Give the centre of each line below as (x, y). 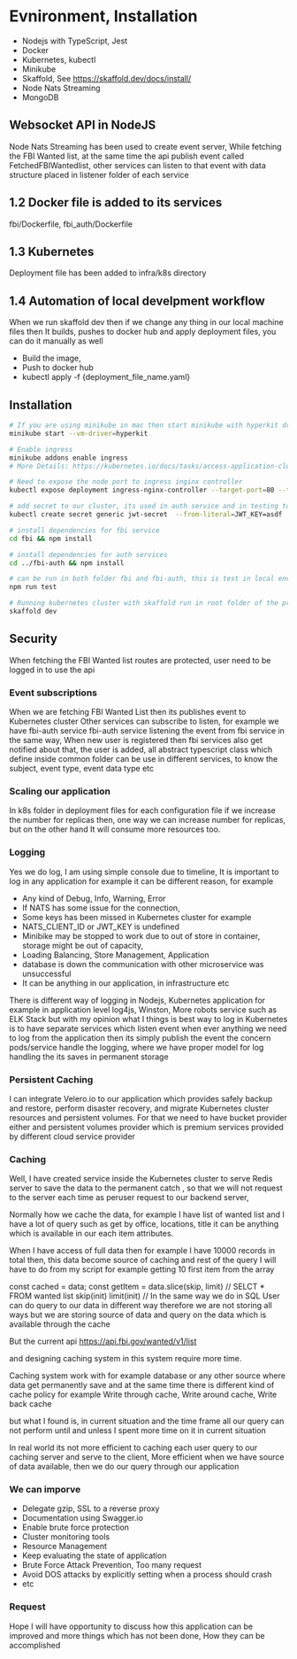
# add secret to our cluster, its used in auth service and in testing (144, 507)
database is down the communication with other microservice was (143, 964)
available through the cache (60, 1324)
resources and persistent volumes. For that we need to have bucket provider (148, 1117)
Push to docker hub (58, 368)
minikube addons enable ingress (69, 458)
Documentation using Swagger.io (83, 1518)
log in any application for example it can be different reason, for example (141, 881)
